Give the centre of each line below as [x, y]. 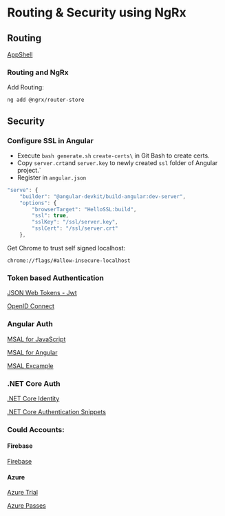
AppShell [20, 54]
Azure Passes [26, 506]
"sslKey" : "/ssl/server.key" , [75, 222]
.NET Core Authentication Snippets [57, 411]
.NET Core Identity [33, 398]
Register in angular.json [52, 178]
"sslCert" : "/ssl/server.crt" [75, 228]
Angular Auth [30, 324]
